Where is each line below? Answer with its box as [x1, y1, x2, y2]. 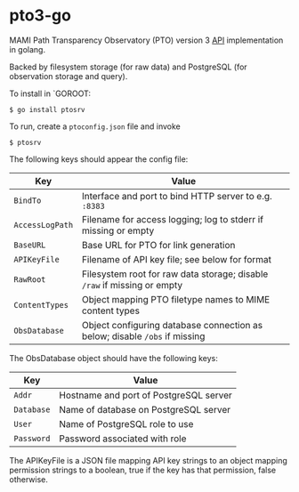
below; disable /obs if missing [81, 330, 206, 343]
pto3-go [9, 5, 71, 26]
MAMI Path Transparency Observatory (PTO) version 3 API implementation [9, 35, 284, 45]
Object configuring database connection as [81, 319, 263, 331]
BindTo [13, 195, 42, 206]
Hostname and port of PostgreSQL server [59, 389, 233, 401]
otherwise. [9, 473, 49, 485]
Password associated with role [59, 432, 187, 445]
